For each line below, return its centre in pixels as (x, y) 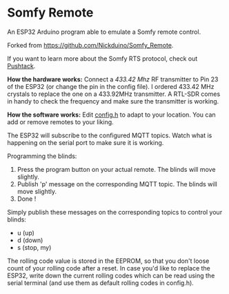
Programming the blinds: (42, 156)
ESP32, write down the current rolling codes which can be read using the (111, 275)
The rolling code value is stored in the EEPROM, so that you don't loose (108, 261)
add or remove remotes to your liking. (60, 121)
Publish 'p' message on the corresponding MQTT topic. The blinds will (117, 184)
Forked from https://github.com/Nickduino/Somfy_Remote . (90, 45)
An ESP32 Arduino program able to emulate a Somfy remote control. (104, 32)
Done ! (27, 199)
